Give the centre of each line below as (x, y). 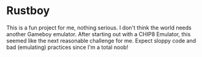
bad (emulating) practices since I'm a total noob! (67, 47)
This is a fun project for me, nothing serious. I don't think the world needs (99, 28)
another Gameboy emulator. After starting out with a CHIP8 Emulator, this (99, 34)
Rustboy (28, 11)
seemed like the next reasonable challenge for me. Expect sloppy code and (101, 40)
